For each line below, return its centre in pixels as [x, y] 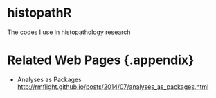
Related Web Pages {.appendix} [101, 60]
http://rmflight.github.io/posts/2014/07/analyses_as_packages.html [113, 87]
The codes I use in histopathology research [69, 32]
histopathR [39, 13]
